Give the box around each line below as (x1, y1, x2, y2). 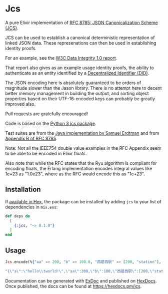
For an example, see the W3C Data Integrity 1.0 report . (5, 55, 117, 61)
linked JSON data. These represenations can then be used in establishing (5, 40, 156, 46)
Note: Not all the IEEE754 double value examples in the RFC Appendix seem (5, 145, 161, 151)
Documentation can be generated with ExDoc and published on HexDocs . (5, 277, 157, 283)
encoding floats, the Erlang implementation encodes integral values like (5, 165, 152, 171)
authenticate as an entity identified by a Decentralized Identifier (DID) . (5, 70, 149, 76)
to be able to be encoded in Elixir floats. (5, 150, 87, 156)
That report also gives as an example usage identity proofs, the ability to (5, 65, 154, 71)
